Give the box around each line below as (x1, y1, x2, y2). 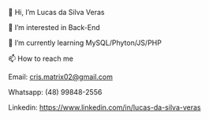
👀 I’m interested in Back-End (8, 23, 100, 32)
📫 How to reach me (8, 54, 73, 63)
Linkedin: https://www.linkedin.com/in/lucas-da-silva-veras (8, 103, 201, 112)
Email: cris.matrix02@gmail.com (8, 72, 113, 81)
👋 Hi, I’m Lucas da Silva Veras (8, 8, 105, 17)
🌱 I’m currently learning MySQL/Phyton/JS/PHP (8, 38, 162, 47)
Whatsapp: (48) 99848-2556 (8, 88, 103, 96)
